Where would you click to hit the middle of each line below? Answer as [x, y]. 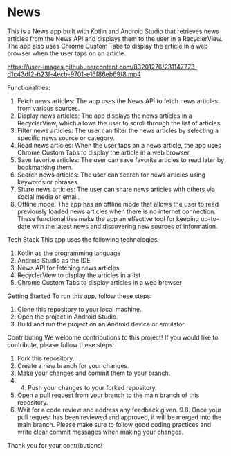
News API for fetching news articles [68, 268]
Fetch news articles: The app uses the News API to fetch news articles [118, 100]
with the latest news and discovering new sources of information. [124, 226]
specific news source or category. [66, 138]
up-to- [210, 218]
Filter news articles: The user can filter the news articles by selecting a [118, 130]
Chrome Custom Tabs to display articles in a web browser [99, 282]
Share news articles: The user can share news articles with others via [116, 189]
